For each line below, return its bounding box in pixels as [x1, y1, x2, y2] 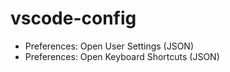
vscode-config [10, 7, 137, 30]
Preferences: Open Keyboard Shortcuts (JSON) [24, 50, 220, 62]
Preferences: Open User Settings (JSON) [24, 40, 195, 52]
